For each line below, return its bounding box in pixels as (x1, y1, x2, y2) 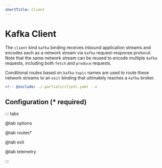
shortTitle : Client (5, 7, 45, 12)
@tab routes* (5, 130, 32, 136)
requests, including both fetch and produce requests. (5, 60, 112, 66)
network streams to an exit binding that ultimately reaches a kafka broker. (5, 74, 155, 81)
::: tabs (5, 111, 19, 117)
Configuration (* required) (5, 97, 87, 106)
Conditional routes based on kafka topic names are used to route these (5, 70, 149, 75)
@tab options (5, 120, 32, 126)
